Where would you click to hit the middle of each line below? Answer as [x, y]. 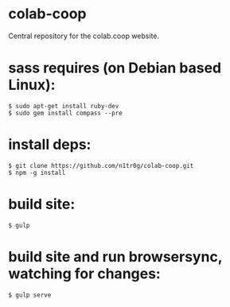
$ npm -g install [37, 173]
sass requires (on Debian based [115, 68]
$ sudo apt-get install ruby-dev [64, 106]
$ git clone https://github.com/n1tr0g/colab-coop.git [101, 165]
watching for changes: [84, 273]
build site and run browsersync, [115, 256]
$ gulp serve [30, 295]
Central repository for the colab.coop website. [84, 36]
